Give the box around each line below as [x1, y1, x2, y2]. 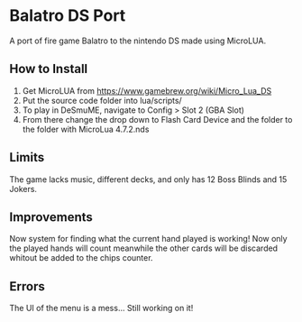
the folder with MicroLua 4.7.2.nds [22, 124, 150, 134]
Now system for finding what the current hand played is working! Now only [9, 234, 288, 244]
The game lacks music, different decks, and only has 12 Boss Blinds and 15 [9, 173, 288, 185]
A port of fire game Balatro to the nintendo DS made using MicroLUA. [9, 35, 267, 46]
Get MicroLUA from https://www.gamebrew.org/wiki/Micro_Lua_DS [22, 85, 272, 96]
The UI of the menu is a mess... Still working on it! [9, 303, 194, 314]
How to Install [9, 61, 88, 77]
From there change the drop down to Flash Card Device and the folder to [22, 114, 293, 124]
